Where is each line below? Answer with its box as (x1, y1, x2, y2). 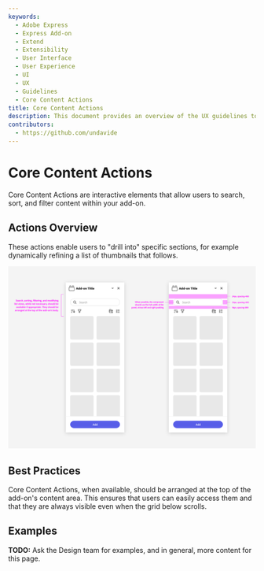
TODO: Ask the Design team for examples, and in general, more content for (8, 545, 252, 554)
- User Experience (15, 63, 76, 71)
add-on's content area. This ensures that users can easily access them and (8, 493, 253, 503)
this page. (8, 554, 41, 563)
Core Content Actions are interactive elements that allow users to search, (8, 190, 245, 199)
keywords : (8, 13, 41, 20)
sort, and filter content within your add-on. (8, 198, 146, 208)
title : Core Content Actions (8, 104, 104, 112)
